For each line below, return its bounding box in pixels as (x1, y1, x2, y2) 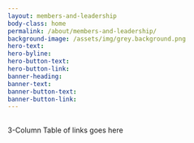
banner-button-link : (7, 95, 78, 103)
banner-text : (7, 80, 52, 88)
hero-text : (7, 42, 45, 50)
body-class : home (7, 19, 67, 28)
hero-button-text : (7, 58, 70, 66)
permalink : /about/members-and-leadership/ (7, 27, 157, 35)
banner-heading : (7, 72, 63, 80)
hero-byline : (7, 50, 52, 58)
